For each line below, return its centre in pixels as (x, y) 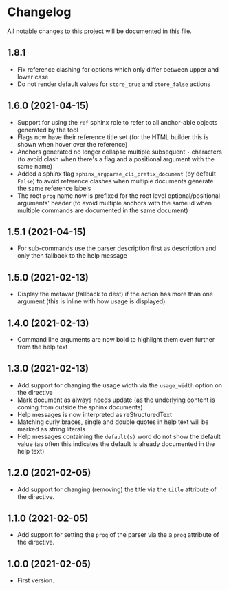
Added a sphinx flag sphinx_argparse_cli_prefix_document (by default (117, 174)
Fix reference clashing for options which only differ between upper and (118, 69)
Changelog (39, 12)
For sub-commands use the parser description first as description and (117, 248)
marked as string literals (51, 429)
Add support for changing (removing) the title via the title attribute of (117, 489)
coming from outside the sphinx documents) (80, 407)
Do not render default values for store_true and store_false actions (114, 84)
